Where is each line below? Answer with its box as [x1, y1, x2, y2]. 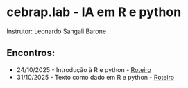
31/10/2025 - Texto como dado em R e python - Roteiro [16, 73, 175, 81]
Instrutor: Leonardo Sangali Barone [6, 27, 107, 35]
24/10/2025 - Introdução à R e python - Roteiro [16, 65, 152, 73]
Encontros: [6, 47, 55, 59]
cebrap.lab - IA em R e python [6, 4, 182, 20]
